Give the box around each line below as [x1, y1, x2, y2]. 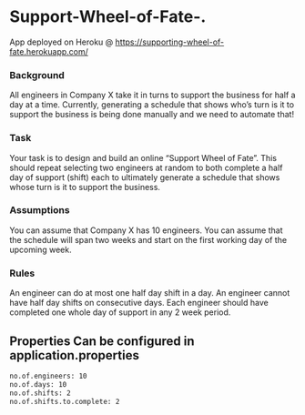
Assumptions [9, 204, 70, 217]
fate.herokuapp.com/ [9, 46, 89, 56]
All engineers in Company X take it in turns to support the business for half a [9, 89, 296, 101]
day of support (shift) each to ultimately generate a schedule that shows [9, 171, 280, 183]
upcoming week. [9, 244, 72, 255]
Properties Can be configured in [9, 333, 195, 349]
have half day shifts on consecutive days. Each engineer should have [9, 298, 269, 309]
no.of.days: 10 [9, 380, 67, 389]
